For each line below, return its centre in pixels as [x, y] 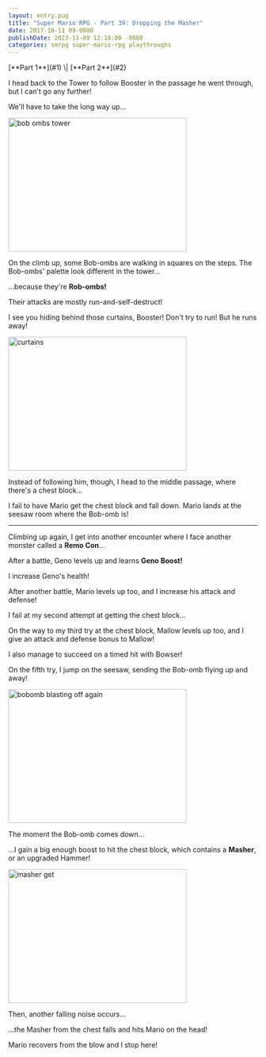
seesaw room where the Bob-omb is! [68, 514]
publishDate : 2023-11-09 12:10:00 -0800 [76, 38]
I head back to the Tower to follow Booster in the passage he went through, [131, 83]
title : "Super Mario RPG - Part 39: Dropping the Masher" [106, 23]
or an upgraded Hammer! [49, 858]
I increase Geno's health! [49, 576]
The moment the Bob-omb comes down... [76, 834]
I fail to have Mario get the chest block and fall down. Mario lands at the [125, 506]
